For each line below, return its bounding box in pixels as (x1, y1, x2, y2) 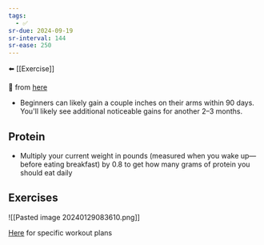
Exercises (8, 191, 58, 205)
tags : (8, 11, 26, 20)
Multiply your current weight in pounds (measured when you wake (19, 151, 239, 160)
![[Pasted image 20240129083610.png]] (8, 212, 140, 222)
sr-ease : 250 (8, 42, 52, 50)
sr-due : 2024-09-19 (8, 26, 74, 34)
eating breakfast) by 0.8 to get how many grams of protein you (43, 159, 250, 169)
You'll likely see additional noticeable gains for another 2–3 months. (19, 106, 243, 116)
